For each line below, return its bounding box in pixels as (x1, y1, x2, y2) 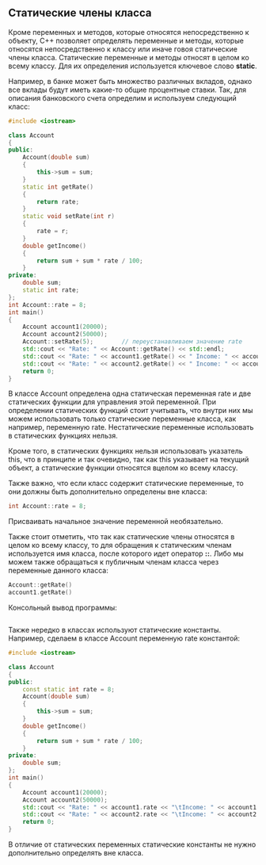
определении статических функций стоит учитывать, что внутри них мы (8, 406, 253, 415)
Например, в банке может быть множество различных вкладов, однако (8, 76, 253, 86)
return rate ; (36, 197, 80, 205)
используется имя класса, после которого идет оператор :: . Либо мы (8, 549, 244, 558)
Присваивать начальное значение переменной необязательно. (8, 517, 223, 526)
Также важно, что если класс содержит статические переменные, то (8, 479, 244, 488)
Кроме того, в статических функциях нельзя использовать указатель (8, 446, 243, 456)
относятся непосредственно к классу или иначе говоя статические (8, 44, 237, 54)
